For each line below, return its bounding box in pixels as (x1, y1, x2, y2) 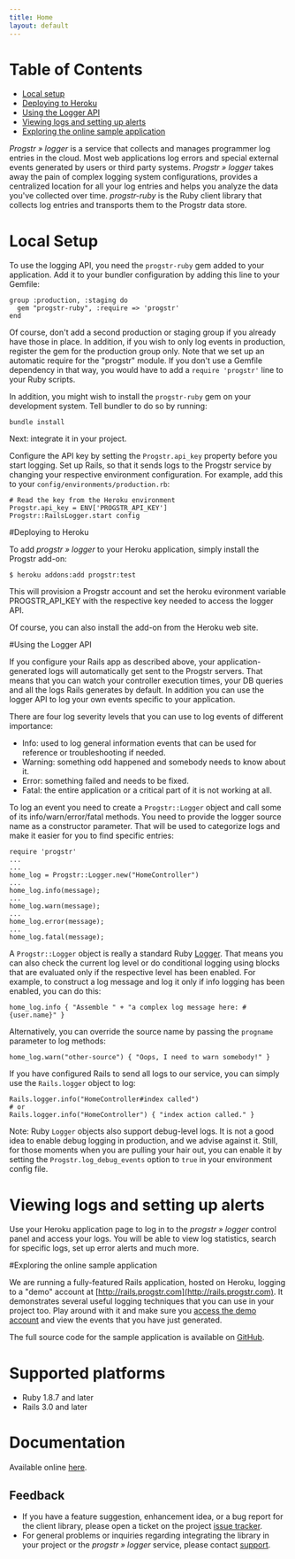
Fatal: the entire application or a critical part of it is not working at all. (21, 785, 272, 795)
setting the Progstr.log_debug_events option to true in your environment (9, 1154, 273, 1165)
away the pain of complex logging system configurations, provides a (9, 172, 259, 182)
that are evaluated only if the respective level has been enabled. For (9, 967, 256, 978)
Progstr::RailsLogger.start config (9, 511, 140, 521)
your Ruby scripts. (9, 374, 76, 385)
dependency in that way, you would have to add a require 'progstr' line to (9, 365, 284, 376)
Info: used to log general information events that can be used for (21, 738, 257, 748)
